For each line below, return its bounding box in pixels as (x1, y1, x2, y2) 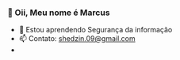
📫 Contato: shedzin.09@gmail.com (18, 34, 136, 43)
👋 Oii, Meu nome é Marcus (7, 7, 110, 18)
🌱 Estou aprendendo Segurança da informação (18, 25, 173, 35)
